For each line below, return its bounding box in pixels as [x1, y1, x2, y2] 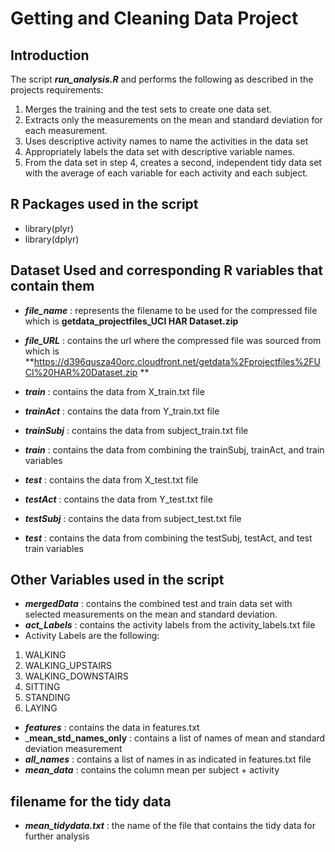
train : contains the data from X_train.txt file [24, 385, 205, 397]
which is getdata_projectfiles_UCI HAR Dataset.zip [24, 315, 239, 327]
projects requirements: [10, 84, 104, 96]
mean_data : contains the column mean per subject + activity [24, 764, 280, 776]
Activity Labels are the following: [24, 630, 160, 642]
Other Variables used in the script [10, 572, 225, 589]
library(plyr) [24, 222, 75, 234]
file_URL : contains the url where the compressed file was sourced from [24, 334, 322, 346]
